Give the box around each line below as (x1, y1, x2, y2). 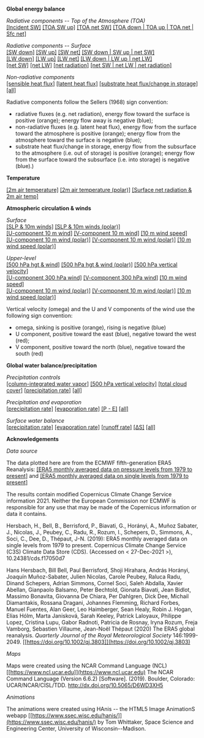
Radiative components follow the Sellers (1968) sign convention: (6, 98, 168, 106)
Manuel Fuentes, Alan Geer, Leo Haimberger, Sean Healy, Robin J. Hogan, (6, 605, 193, 613)
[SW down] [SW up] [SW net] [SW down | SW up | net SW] (6, 48, 155, 56)
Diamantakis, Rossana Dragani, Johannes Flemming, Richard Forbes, (6, 599, 180, 606)
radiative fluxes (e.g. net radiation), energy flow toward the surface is (15, 110, 190, 117)
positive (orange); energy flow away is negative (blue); (15, 117, 153, 124)
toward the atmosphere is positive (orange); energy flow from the (15, 130, 181, 137)
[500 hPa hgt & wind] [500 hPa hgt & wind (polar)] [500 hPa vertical (6, 261, 178, 268)
